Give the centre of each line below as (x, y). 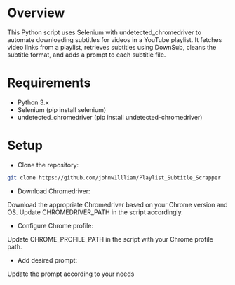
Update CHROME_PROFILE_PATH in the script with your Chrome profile (110, 239)
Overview (36, 13)
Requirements (49, 83)
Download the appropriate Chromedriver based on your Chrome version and (117, 204)
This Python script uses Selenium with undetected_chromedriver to (105, 32)
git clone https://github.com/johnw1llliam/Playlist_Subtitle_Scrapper (114, 178)
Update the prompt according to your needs (71, 274)
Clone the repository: (48, 165)
